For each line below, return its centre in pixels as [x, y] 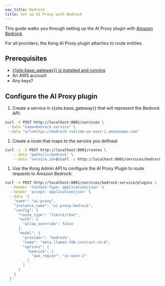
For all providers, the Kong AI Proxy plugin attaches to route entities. [74, 43]
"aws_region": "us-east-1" [59, 256]
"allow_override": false [48, 224]
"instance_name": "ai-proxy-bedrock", [54, 206]
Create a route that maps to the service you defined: [65, 141]
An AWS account [29, 76]
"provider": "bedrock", [47, 238]
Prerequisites [26, 58]
